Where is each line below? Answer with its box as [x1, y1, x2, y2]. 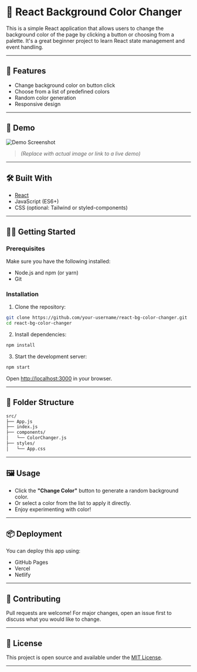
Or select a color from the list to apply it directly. [14, 499, 131, 506]
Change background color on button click [14, 82, 116, 89]
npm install [6, 342, 35, 349]
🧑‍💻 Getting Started [6, 226, 76, 237]
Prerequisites [6, 244, 45, 252]
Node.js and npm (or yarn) [14, 269, 79, 276]
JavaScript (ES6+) [14, 198, 59, 205]
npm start [6, 364, 30, 370]
